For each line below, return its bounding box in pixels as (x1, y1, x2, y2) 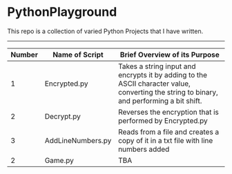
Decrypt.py (44, 111, 81, 121)
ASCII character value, (118, 79, 191, 88)
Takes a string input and (118, 61, 196, 71)
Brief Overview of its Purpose (119, 50, 220, 59)
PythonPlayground (7, 4, 117, 20)
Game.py (44, 155, 74, 165)
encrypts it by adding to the (118, 70, 208, 79)
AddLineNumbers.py (44, 135, 112, 145)
